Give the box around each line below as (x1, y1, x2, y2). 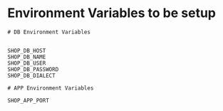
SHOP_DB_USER (7, 59, 46, 67)
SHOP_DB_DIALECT (7, 72, 56, 79)
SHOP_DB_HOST (7, 47, 46, 54)
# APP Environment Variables (7, 84, 94, 92)
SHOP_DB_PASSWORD (7, 65, 59, 73)
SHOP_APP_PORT (7, 97, 50, 104)
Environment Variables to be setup (7, 5, 216, 21)
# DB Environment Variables (7, 28, 91, 36)
